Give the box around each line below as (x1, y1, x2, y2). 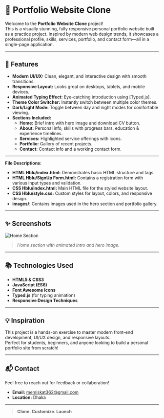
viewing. (12, 110, 29, 116)
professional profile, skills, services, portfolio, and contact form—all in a (5, 36, 149, 42)
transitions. (12, 78, 35, 84)
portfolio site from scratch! (5, 345, 59, 351)
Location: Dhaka (12, 395, 46, 400)
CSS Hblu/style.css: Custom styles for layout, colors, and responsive (12, 190, 152, 196)
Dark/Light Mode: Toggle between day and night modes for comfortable (12, 104, 159, 110)
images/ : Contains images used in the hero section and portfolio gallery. (12, 201, 158, 207)
